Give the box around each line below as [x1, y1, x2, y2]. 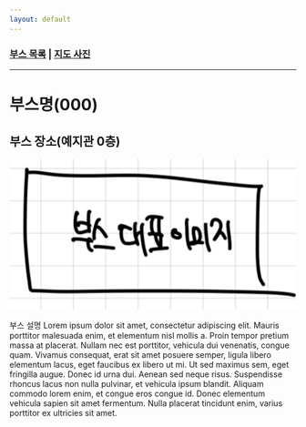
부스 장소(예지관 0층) [9, 133, 121, 149]
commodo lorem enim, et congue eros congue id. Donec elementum [9, 388, 266, 399]
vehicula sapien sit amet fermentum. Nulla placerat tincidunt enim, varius [9, 397, 283, 409]
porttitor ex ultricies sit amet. [9, 407, 117, 418]
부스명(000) [9, 95, 98, 116]
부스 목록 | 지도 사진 [9, 47, 91, 60]
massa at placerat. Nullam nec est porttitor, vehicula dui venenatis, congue [9, 340, 290, 351]
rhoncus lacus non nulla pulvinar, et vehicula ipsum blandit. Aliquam [9, 378, 264, 389]
